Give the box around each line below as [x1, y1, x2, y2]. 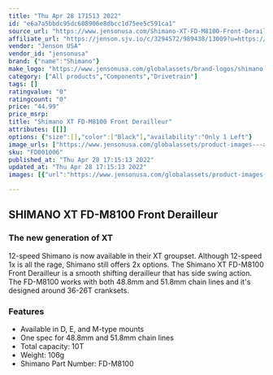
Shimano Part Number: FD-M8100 [19, 359, 134, 368]
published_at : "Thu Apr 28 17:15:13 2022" [8, 155, 154, 164]
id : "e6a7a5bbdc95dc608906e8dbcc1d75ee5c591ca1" [8, 20, 176, 28]
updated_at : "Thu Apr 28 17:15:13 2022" [8, 164, 148, 172]
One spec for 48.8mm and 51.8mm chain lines [19, 333, 175, 342]
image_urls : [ [8, 140, 57, 149]
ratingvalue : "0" [8, 87, 67, 96]
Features [8, 306, 45, 317]
